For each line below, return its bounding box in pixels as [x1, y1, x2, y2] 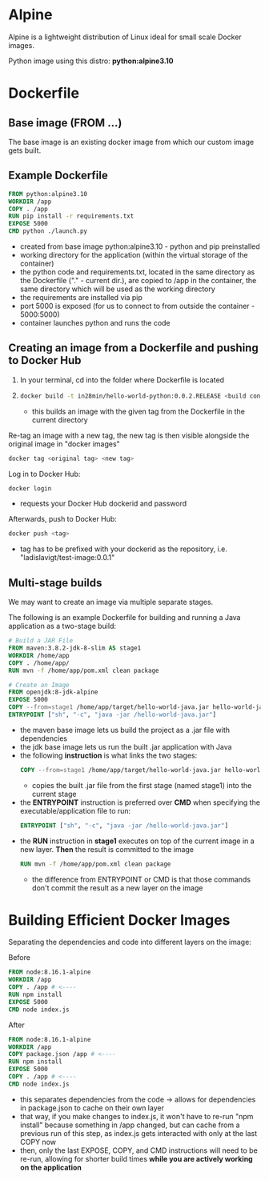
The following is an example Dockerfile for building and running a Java [8, 613, 241, 622]
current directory [31, 414, 88, 425]
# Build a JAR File [8, 637, 74, 645]
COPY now [19, 1137, 56, 1146]
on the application [19, 1162, 82, 1172]
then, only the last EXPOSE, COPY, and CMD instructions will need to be [19, 1146, 258, 1155]
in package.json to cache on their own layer [19, 1102, 164, 1113]
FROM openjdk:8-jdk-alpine [8, 688, 98, 697]
